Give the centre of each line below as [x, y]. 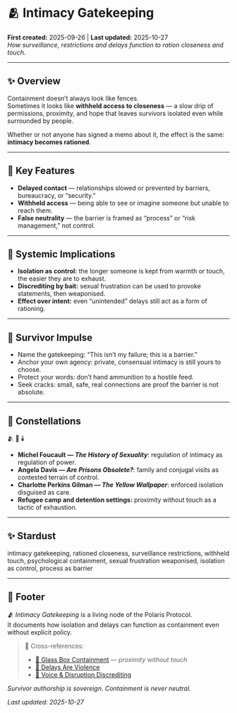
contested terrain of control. [59, 477]
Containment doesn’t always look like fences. [73, 98]
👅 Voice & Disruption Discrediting [83, 674]
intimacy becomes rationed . [49, 142]
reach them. [35, 210]
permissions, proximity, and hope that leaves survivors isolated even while [115, 113]
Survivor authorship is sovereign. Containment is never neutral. [99, 688]
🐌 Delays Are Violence [67, 667]
